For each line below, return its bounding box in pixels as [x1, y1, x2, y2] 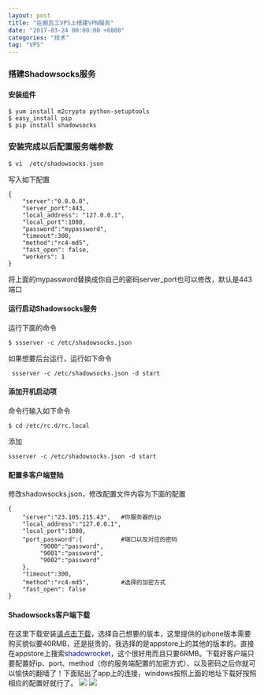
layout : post [8, 11, 51, 20]
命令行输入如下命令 [8, 406, 71, 415]
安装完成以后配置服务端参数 [8, 142, 113, 153]
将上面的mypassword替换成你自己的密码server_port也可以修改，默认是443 [8, 274, 253, 284]
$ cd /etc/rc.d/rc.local [8, 421, 90, 429]
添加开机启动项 [8, 387, 57, 396]
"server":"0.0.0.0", [22, 197, 90, 206]
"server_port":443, [22, 204, 87, 212]
